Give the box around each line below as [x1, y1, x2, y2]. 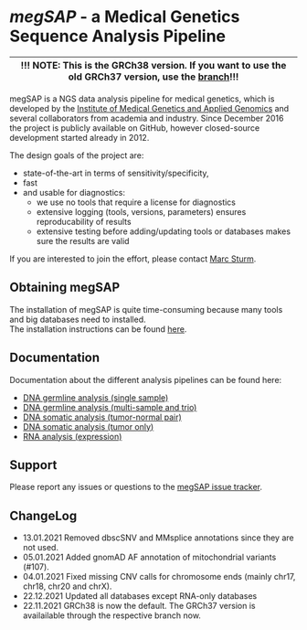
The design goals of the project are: [9, 149, 144, 161]
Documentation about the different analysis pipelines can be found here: [9, 374, 282, 385]
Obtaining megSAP [9, 280, 121, 295]
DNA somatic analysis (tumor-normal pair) [22, 411, 183, 422]
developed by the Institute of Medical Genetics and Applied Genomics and [9, 102, 290, 113]
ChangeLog [9, 507, 78, 523]
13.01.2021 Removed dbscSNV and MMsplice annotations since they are [22, 532, 294, 543]
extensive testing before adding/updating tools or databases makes [36, 226, 291, 237]
